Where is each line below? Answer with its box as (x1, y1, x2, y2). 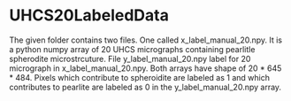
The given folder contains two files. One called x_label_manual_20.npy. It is (9, 35, 283, 45)
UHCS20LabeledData (9, 5, 170, 26)
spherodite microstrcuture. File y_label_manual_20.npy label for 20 (9, 53, 251, 64)
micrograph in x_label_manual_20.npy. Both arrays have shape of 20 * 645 (9, 63, 282, 74)
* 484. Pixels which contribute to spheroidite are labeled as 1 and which (9, 72, 270, 82)
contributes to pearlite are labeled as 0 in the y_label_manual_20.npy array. (9, 82, 281, 92)
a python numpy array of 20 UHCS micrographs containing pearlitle (9, 43, 256, 54)
